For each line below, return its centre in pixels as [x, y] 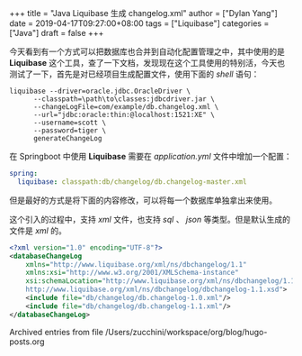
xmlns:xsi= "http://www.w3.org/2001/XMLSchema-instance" [133, 273]
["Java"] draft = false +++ [57, 33]
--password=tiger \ [69, 131]
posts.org [27, 342]
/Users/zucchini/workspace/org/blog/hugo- [186, 332]
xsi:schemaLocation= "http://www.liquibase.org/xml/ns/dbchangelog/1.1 [160, 281]
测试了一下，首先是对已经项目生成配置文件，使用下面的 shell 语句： [134, 74]
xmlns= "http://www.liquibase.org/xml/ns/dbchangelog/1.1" [136, 264]
